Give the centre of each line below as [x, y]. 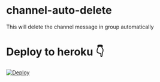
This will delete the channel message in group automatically [80, 27]
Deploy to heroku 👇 [55, 52]
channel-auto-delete [59, 10]
